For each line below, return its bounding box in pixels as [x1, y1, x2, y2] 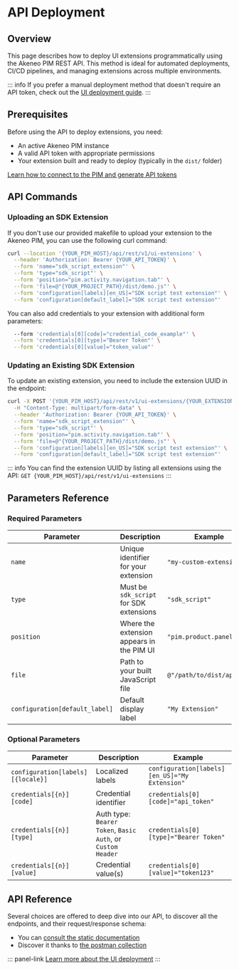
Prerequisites [7, 108, 68, 121]
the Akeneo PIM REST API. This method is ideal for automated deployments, [7, 59, 230, 68]
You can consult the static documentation [17, 934, 140, 942]
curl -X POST [7, 398, 46, 405]
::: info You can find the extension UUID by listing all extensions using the [7, 464, 222, 472]
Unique [119, 543, 144, 553]
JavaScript [119, 674, 156, 684]
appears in [119, 636, 156, 646]
